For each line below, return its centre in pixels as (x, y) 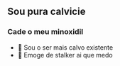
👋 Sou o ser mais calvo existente (65, 47)
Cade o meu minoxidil (45, 32)
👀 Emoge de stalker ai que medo (65, 55)
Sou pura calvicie (47, 12)
